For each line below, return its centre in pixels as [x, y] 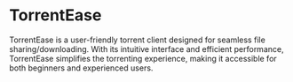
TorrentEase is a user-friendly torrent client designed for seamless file [138, 40]
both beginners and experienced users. [81, 68]
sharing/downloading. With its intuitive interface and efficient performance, [146, 48]
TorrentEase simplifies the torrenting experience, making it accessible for [143, 58]
